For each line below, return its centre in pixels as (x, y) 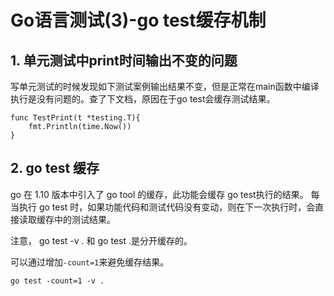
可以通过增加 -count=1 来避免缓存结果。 (90, 262)
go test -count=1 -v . (57, 281)
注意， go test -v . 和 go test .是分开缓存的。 (101, 240)
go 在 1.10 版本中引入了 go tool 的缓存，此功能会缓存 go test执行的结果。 (159, 194)
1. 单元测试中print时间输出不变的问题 (124, 60)
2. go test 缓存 (55, 168)
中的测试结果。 (84, 219)
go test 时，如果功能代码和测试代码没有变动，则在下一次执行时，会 (177, 207)
